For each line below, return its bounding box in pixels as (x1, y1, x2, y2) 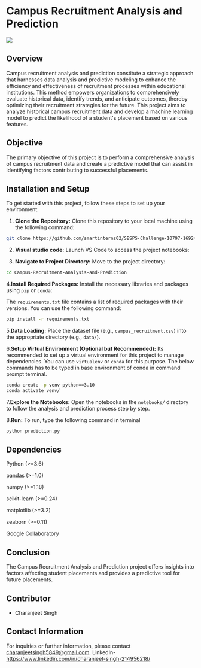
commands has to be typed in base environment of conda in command (6, 364, 181, 371)
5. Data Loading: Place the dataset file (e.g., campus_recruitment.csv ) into (6, 327, 187, 334)
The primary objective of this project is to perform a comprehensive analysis (6, 154, 195, 161)
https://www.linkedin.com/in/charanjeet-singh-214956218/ (6, 655, 151, 662)
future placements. (6, 576, 53, 583)
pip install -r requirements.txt (6, 316, 90, 323)
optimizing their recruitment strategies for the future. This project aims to (6, 101, 186, 108)
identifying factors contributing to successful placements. (6, 166, 149, 174)
